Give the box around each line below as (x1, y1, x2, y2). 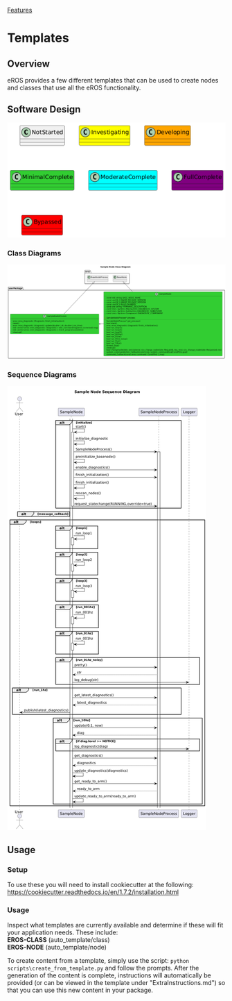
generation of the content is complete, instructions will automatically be (7, 971, 211, 979)
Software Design (7, 103, 81, 115)
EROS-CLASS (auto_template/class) (7, 936, 110, 944)
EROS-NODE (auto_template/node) (7, 943, 107, 952)
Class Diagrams (7, 248, 62, 258)
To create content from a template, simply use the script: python (7, 957, 189, 965)
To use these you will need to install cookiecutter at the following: (7, 881, 194, 889)
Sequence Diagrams (7, 369, 78, 379)
